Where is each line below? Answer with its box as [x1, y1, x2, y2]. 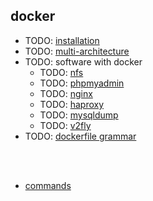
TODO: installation [24, 34, 100, 46]
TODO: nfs [39, 66, 84, 78]
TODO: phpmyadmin [39, 77, 125, 89]
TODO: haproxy [39, 98, 105, 110]
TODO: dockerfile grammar [24, 130, 137, 142]
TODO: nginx [39, 87, 93, 99]
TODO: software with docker [24, 55, 143, 68]
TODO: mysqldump [39, 109, 119, 121]
